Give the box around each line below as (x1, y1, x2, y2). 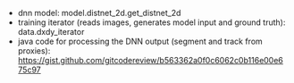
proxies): (17, 46, 51, 56)
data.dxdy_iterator (17, 27, 85, 37)
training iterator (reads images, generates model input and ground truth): (17, 17, 286, 28)
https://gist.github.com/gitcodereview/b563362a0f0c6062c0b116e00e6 (17, 55, 284, 65)
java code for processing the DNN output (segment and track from (17, 36, 264, 46)
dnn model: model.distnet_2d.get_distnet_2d (17, 8, 181, 18)
